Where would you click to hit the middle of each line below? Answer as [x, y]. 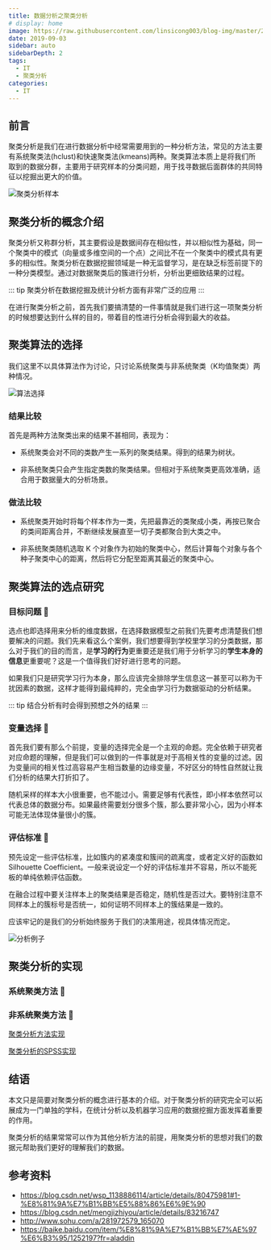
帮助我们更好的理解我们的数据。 [75, 1148]
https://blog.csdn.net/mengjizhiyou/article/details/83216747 [119, 1212]
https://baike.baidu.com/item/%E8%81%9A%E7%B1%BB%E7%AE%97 [138, 1229]
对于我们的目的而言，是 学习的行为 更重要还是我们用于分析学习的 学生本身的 [139, 651]
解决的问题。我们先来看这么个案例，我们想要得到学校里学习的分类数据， [135, 641]
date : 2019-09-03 [38, 38]
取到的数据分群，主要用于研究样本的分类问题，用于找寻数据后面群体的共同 [132, 167]
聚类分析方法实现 [37, 1034]
